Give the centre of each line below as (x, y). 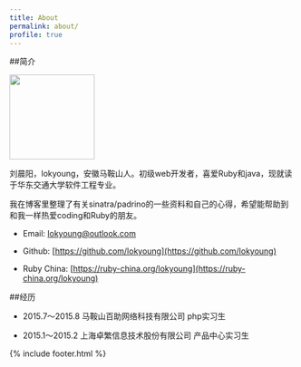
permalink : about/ (44, 26)
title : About (34, 18)
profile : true (36, 34)
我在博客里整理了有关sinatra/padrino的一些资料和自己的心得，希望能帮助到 (149, 204)
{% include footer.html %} (58, 353)
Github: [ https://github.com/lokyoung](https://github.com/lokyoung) (149, 251)
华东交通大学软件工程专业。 (68, 185)
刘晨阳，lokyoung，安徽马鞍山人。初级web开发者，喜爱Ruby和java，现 (143, 174)
